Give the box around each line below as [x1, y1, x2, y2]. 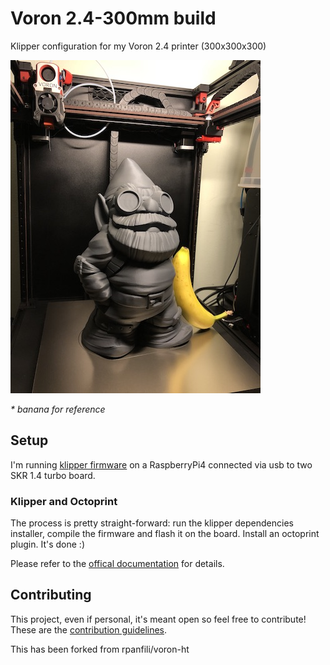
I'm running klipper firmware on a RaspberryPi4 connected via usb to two [10, 458, 313, 471]
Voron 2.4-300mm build [10, 7, 217, 30]
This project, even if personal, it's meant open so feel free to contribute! [10, 613, 307, 625]
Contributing [10, 587, 92, 604]
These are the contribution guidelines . [10, 623, 168, 636]
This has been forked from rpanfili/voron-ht [10, 643, 190, 655]
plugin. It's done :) [10, 538, 86, 551]
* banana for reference [10, 403, 106, 415]
